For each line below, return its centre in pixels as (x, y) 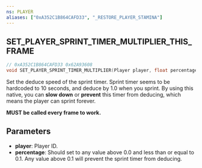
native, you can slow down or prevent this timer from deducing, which (94, 95)
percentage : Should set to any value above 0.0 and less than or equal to (104, 152)
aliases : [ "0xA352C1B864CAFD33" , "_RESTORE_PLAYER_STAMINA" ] (84, 17)
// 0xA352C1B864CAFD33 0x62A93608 (50, 65)
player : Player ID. (36, 146)
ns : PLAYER (20, 12)
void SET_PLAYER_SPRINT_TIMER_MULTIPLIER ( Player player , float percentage (102, 70)
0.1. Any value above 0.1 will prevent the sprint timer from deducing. (98, 158)
